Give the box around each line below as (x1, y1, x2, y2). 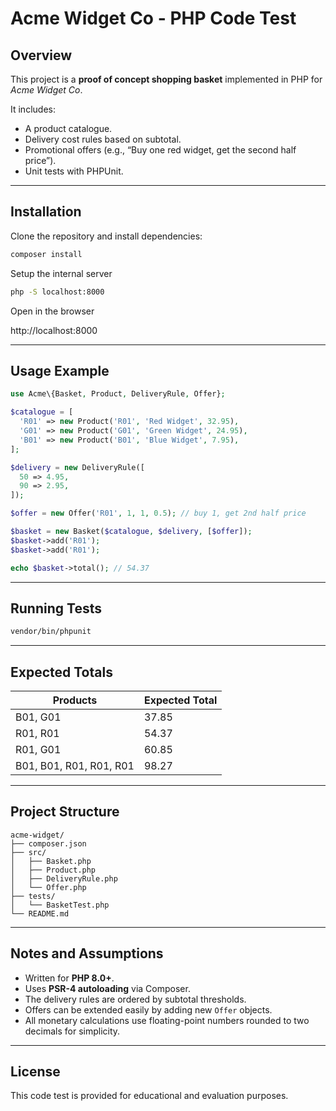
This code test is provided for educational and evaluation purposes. (10, 1090, 289, 1102)
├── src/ (10, 847, 47, 857)
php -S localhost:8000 (10, 287, 105, 297)
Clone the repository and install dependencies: (10, 230, 203, 242)
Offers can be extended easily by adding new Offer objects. (24, 1003, 273, 1016)
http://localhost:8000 (10, 324, 98, 336)
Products (52, 693, 98, 707)
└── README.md (10, 908, 70, 919)
